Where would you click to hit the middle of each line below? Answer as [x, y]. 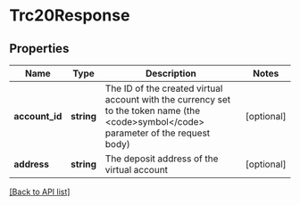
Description [171, 74]
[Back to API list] [40, 192]
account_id [38, 116]
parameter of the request [158, 133]
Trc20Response [70, 16]
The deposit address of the [162, 159]
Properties [39, 49]
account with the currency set [167, 99]
